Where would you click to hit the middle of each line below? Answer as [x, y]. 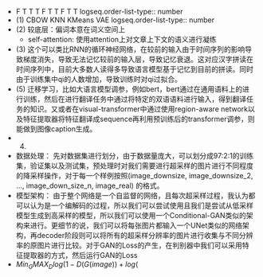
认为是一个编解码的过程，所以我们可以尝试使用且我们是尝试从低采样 [141, 205]
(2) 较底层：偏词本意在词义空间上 [71, 29]
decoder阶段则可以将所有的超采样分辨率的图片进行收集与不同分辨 [145, 235]
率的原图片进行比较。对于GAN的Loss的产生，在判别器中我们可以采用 [129, 245]
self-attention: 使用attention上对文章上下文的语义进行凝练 [122, 39]
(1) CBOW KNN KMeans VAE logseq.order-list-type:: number [115, 20]
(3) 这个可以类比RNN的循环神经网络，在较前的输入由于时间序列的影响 [130, 49]
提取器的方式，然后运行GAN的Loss [80, 255]
